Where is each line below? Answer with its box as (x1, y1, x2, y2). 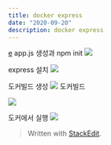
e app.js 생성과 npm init (8, 49, 83, 58)
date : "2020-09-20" (8, 19, 72, 27)
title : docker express (8, 11, 83, 20)
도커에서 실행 (8, 113, 49, 122)
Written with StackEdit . (27, 129, 102, 138)
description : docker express (8, 26, 104, 34)
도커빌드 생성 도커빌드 (8, 82, 86, 91)
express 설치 (8, 65, 49, 74)
